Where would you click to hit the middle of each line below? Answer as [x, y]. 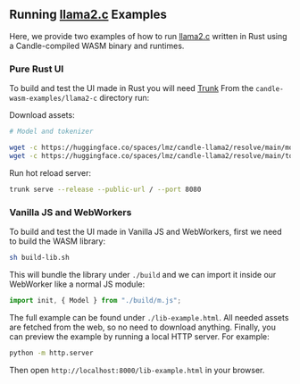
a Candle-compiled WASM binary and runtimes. [97, 46]
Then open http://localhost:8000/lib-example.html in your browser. [137, 370]
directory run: [125, 98]
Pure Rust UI [37, 69]
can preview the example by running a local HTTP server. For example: [139, 336]
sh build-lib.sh [39, 257]
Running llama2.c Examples [88, 15]
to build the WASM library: [57, 241]
